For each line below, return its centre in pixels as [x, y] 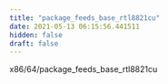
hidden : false [36, 35]
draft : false [34, 43]
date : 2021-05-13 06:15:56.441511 [75, 26]
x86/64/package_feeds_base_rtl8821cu [84, 69]
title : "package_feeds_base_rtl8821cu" [85, 18]
